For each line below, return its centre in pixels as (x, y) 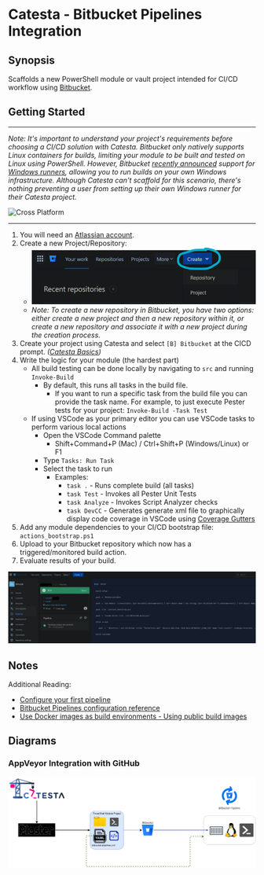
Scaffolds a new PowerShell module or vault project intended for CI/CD (123, 79)
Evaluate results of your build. (68, 561)
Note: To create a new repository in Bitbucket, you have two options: (143, 310)
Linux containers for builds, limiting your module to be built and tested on (126, 155)
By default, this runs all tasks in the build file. (115, 385)
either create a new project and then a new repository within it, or (137, 318)
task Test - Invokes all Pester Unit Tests (132, 494)
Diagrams (32, 741)
